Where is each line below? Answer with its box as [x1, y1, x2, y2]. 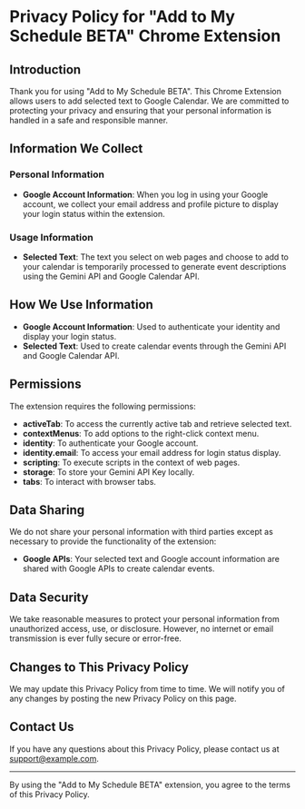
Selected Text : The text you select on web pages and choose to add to [22, 252, 289, 262]
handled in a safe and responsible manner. [9, 115, 169, 125]
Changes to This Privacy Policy [9, 659, 189, 675]
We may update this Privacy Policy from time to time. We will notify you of [9, 684, 286, 695]
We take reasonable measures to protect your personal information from [9, 614, 280, 625]
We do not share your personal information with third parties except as [9, 527, 274, 538]
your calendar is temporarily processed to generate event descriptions [22, 261, 287, 271]
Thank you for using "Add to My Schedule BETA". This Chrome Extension [9, 86, 282, 96]
